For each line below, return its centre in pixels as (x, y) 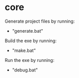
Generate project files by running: (40, 21)
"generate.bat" (28, 31)
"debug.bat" (25, 70)
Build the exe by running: (31, 41)
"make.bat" (24, 50)
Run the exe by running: (30, 60)
